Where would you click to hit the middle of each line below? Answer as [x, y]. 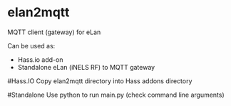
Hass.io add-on [40, 59]
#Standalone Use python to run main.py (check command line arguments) [116, 95]
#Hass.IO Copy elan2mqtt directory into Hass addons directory [100, 81]
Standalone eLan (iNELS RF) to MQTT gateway [86, 67]
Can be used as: [31, 46]
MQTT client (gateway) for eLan [54, 32]
